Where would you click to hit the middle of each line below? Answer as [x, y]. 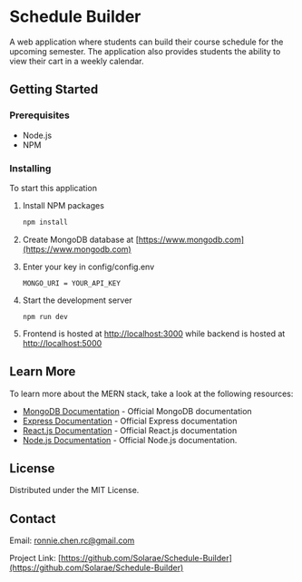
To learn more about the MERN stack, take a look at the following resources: [151, 393]
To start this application [54, 188]
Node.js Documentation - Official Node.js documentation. [130, 440]
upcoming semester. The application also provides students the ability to [145, 51]
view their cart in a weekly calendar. [77, 61]
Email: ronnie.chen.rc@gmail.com [72, 540]
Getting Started [54, 89]
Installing [30, 168]
